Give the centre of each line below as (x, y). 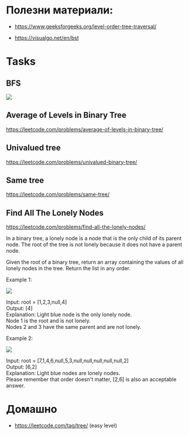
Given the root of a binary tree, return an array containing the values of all (95, 262)
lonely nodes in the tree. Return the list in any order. (68, 269)
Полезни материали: (59, 10)
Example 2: (20, 338)
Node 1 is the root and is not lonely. (48, 321)
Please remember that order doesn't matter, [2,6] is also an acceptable (91, 379)
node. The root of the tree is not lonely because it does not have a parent (94, 244)
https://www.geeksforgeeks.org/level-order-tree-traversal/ (85, 26)
